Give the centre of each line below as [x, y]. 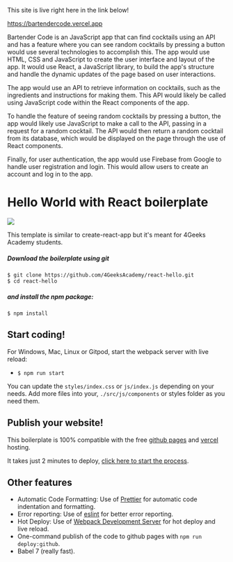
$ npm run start [41, 373]
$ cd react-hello [32, 281]
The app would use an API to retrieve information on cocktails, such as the [114, 88]
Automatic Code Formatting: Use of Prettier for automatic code [107, 499]
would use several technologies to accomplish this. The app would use [109, 52]
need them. [24, 401]
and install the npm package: [50, 297]
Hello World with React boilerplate [108, 202]
